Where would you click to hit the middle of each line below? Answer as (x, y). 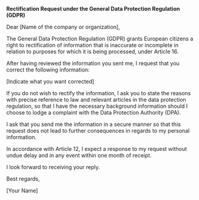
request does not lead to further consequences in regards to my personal (98, 131)
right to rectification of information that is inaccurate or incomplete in (93, 45)
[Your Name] (22, 191)
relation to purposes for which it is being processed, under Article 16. (93, 52)
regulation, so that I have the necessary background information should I (97, 106)
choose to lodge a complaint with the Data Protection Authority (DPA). (93, 112)
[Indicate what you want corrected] (50, 82)
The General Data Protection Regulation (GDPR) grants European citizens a (100, 38)
